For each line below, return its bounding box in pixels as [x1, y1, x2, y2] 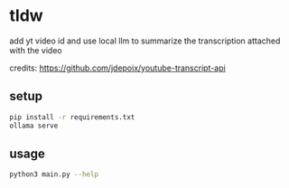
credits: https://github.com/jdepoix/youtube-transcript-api [9, 62, 226, 73]
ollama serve [9, 121, 59, 130]
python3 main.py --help [9, 170, 99, 179]
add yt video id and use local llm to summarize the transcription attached [9, 35, 281, 46]
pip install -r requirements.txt [9, 112, 135, 122]
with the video [9, 44, 62, 55]
